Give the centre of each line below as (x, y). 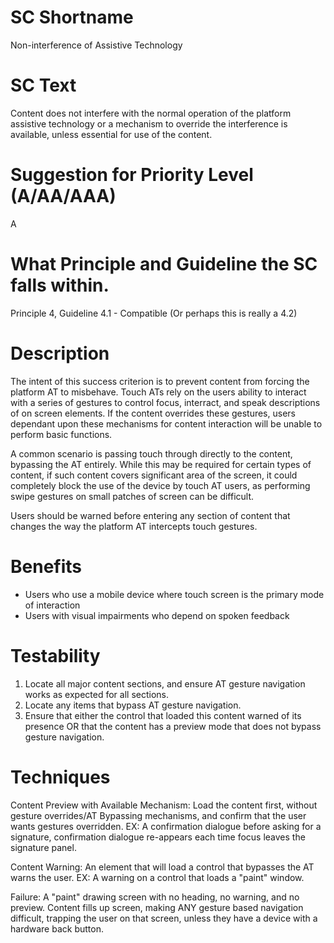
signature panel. (43, 847)
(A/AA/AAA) (63, 196)
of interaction (52, 605)
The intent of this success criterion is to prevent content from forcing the (160, 381)
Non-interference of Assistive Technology (96, 45)
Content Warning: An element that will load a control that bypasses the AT (162, 867)
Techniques (60, 777)
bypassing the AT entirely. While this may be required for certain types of (161, 464)
